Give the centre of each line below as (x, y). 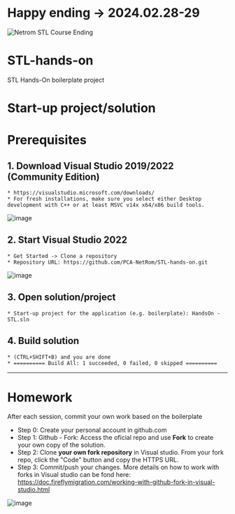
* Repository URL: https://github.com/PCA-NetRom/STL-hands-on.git (108, 262)
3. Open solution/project (62, 298)
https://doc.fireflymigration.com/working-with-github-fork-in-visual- (116, 482)
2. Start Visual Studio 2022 (67, 240)
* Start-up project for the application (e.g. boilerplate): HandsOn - (114, 313)
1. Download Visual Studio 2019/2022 (91, 166)
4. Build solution (43, 341)
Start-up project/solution (81, 108)
